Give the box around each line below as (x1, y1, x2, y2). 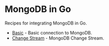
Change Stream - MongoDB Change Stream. (12, 35, 104, 41)
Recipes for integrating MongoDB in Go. (5, 20, 87, 26)
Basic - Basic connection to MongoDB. (12, 29, 92, 35)
